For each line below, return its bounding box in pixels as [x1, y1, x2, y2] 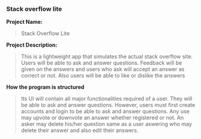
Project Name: [6, 18, 43, 26]
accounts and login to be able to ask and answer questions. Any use [20, 108, 190, 115]
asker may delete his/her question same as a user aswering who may [20, 121, 192, 128]
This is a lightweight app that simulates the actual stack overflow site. [20, 53, 193, 60]
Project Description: [6, 41, 58, 49]
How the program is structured [6, 84, 85, 91]
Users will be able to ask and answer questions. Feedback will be [20, 59, 182, 67]
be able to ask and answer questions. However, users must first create [20, 101, 196, 109]
